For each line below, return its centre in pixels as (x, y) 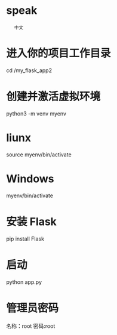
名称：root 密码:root (31, 326)
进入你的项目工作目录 (59, 53)
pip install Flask (25, 239)
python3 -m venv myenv (36, 113)
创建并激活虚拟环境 (53, 97)
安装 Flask (31, 222)
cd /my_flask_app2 (29, 70)
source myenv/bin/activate (39, 155)
